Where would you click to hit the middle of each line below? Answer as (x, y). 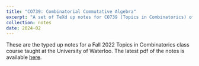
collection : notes (29, 22)
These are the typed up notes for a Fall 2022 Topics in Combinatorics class (98, 45)
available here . (24, 57)
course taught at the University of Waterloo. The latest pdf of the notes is (95, 51)
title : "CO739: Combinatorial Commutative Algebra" (71, 11)
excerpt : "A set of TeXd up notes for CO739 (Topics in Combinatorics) (96, 17)
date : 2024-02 (24, 28)
